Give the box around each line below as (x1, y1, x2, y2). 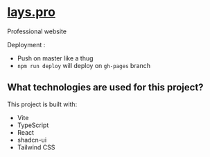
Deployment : (7, 40, 46, 49)
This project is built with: (7, 100, 78, 108)
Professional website (7, 27, 67, 35)
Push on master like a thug (17, 53, 94, 63)
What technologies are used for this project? (7, 81, 204, 94)
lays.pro (7, 4, 55, 20)
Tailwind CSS (17, 143, 55, 151)
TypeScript (17, 121, 49, 129)
